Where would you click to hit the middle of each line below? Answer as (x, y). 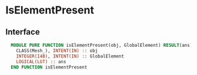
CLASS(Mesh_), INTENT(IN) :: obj (57, 50)
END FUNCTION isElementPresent (49, 67)
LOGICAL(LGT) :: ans (41, 62)
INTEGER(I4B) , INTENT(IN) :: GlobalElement (70, 56)
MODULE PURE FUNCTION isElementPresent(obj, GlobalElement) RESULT (95, 45)
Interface (23, 32)
